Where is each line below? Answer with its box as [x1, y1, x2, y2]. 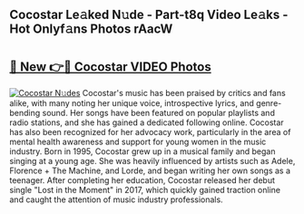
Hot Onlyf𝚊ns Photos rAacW [9, 22, 173, 37]
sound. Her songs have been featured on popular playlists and [42, 108, 275, 118]
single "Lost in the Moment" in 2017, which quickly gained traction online [9, 185, 281, 195]
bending [9, 108, 41, 118]
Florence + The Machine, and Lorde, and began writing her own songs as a [9, 165, 291, 176]
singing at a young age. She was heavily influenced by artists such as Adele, [9, 156, 296, 166]
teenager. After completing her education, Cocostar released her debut [9, 175, 275, 185]
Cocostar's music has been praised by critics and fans [82, 88, 286, 98]
